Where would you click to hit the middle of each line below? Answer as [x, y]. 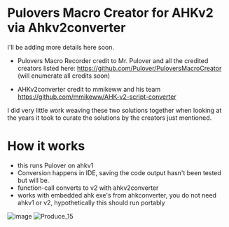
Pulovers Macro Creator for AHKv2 [110, 13]
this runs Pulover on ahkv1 [55, 165]
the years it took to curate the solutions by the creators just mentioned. [110, 118]
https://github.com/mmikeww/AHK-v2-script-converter [97, 97]
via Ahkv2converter [67, 28]
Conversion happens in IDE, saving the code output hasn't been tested [119, 172]
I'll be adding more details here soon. [61, 47]
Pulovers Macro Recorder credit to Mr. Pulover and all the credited [113, 60]
